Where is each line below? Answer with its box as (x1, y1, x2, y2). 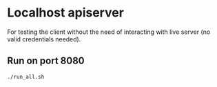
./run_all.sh (7, 73, 45, 80)
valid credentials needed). (7, 35, 81, 43)
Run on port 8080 (7, 55, 85, 67)
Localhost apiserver (7, 5, 124, 21)
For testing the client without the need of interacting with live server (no (7, 28, 211, 36)
